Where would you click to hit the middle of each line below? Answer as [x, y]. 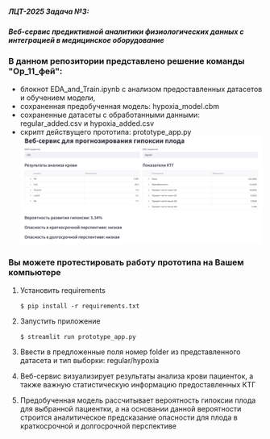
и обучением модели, [58, 98]
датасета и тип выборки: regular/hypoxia [89, 360]
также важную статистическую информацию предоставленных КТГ [138, 384]
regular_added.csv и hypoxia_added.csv [87, 123]
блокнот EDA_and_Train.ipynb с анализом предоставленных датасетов [141, 89]
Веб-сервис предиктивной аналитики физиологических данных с [126, 31]
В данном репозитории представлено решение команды [127, 61]
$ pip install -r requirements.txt [80, 306]
